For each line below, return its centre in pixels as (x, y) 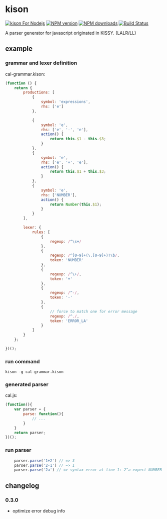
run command (22, 361)
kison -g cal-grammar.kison (34, 372)
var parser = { (30, 409)
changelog (22, 486)
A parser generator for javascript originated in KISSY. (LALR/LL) (71, 33)
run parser (18, 450)
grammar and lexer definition (41, 63)
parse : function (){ (43, 414)
